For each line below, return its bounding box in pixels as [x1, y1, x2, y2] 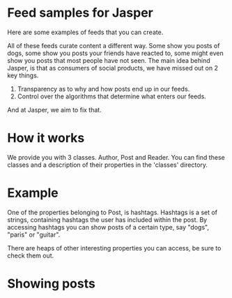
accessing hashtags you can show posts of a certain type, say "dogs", [7, 223, 209, 231]
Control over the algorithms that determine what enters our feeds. [17, 92, 207, 100]
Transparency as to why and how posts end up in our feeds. [17, 84, 190, 93]
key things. [7, 71, 39, 80]
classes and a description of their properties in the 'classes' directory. [7, 161, 208, 169]
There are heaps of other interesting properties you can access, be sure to [7, 244, 222, 252]
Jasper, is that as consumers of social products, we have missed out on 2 [7, 64, 218, 72]
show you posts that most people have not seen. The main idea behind [7, 56, 210, 64]
